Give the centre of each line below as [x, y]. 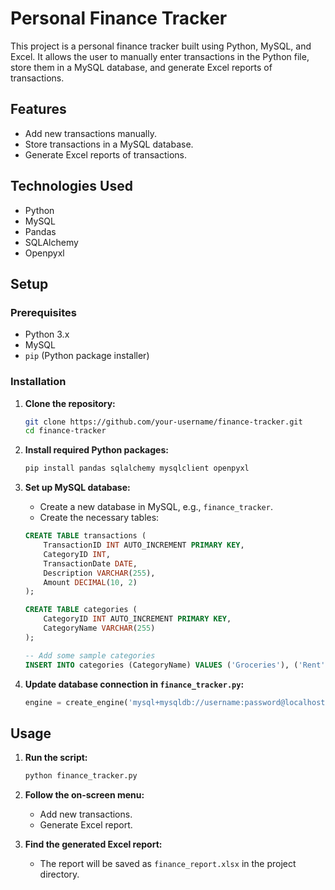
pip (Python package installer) [87, 356]
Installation [38, 382]
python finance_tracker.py [81, 776]
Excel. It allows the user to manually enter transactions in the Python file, [160, 56]
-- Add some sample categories [90, 655]
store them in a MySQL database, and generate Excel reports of [141, 67]
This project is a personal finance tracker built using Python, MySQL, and [161, 46]
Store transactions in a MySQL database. [109, 144]
